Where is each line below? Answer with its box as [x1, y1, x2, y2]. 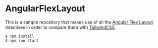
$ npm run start [5, 38, 39, 43]
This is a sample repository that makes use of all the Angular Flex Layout [5, 19, 154, 25]
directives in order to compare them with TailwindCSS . [5, 24, 116, 30]
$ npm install [5, 34, 35, 39]
